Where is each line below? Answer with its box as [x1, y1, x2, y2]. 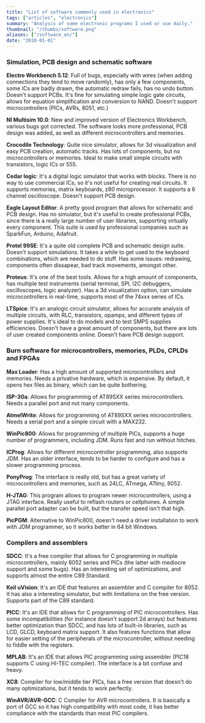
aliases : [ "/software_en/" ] [6, 32, 78, 38]
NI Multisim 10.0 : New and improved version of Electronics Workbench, [6, 116, 188, 123]
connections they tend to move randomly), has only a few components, [6, 78, 186, 86]
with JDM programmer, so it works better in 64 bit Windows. [6, 523, 158, 530]
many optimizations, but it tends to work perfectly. [6, 684, 133, 692]
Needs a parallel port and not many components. [6, 400, 130, 407]
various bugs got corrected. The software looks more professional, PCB [6, 123, 188, 130]
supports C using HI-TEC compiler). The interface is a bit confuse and [6, 659, 182, 667]
